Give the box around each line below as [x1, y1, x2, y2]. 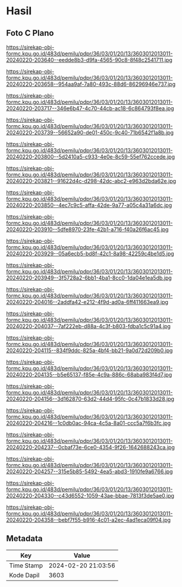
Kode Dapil [9, 571, 40, 579]
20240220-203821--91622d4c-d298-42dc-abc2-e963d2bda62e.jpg [6, 178, 177, 184]
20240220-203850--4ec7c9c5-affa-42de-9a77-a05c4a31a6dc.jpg [6, 201, 172, 209]
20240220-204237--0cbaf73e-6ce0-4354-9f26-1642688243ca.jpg [6, 444, 175, 451]
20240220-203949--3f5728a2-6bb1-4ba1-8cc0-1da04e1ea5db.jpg [6, 274, 172, 281]
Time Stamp [9, 561, 43, 570]
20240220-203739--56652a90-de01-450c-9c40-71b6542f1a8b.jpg [6, 129, 174, 136]
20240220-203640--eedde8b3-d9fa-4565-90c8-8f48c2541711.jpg [6, 57, 172, 63]
